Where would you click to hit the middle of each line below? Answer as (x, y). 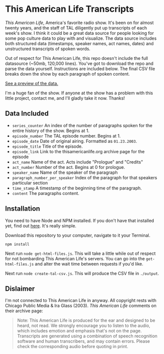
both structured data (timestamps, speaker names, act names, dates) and (79, 43)
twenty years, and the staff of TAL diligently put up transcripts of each (76, 27)
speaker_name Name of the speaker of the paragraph (65, 172)
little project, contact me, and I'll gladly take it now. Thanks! (65, 98)
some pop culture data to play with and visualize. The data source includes (81, 38)
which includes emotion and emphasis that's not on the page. (79, 331)
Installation (23, 209)
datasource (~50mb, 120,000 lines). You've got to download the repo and (79, 63)
